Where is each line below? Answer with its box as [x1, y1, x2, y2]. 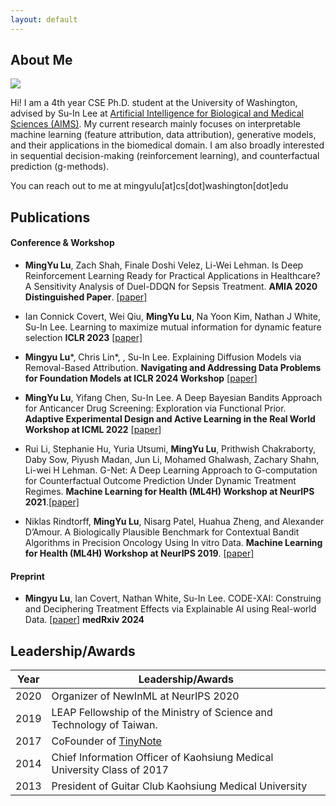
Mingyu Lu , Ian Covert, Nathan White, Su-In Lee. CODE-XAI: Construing [24, 592, 322, 605]
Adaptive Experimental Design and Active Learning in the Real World [24, 413, 316, 425]
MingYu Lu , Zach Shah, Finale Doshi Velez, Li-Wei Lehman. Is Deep [24, 259, 304, 271]
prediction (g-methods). [10, 161, 110, 173]
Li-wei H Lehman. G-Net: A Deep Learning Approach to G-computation [24, 464, 318, 476]
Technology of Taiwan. [51, 718, 158, 732]
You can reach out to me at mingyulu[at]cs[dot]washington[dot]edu [10, 180, 289, 192]
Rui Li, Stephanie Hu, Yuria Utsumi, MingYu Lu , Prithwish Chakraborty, [24, 443, 316, 455]
